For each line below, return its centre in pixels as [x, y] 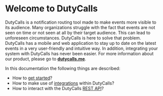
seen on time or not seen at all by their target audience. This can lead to [78, 32]
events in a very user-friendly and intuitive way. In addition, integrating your [81, 48]
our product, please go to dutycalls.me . [46, 59]
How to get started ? [32, 78]
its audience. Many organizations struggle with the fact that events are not [80, 27]
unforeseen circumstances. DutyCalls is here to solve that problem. [73, 38]
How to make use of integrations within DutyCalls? [63, 83]
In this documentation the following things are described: [63, 68]
